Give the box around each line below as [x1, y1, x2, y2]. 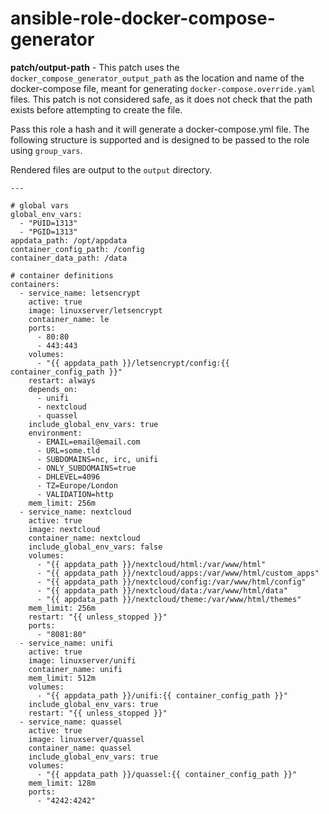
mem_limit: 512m [28, 673, 97, 683]
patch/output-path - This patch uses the [10, 61, 180, 73]
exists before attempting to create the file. [10, 103, 183, 116]
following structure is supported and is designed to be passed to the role [10, 133, 310, 146]
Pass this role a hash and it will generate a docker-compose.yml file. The [10, 123, 310, 135]
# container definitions [10, 270, 114, 281]
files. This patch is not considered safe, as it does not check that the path [10, 93, 313, 105]
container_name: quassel [28, 743, 132, 753]
